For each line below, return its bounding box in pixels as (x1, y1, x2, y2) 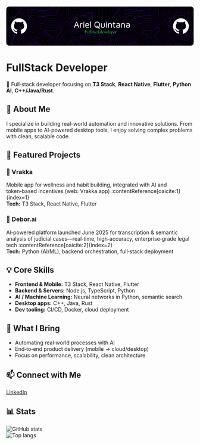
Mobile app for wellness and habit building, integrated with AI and (6, 181, 167, 188)
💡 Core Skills (6, 265, 55, 275)
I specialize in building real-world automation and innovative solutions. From (6, 120, 193, 127)
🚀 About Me (6, 104, 51, 114)
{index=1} (6, 194, 30, 201)
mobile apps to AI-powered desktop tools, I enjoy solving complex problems (6, 126, 193, 133)
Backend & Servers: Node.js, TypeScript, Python (14, 287, 135, 294)
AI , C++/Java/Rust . (6, 87, 55, 94)
